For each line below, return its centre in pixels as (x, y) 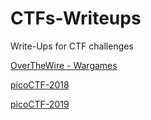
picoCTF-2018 (40, 84)
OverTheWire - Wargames (64, 65)
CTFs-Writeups (76, 18)
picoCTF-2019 (40, 104)
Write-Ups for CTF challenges (72, 46)
